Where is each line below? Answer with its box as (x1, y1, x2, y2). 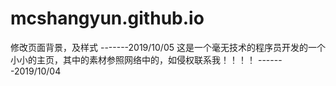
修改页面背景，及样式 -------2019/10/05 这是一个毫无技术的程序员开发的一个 (10, 41, 326, 53)
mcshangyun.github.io (10, 7, 205, 30)
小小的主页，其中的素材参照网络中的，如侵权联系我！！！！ (10, 53, 256, 66)
